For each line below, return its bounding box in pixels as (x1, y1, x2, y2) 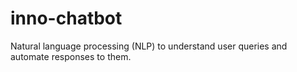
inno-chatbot (10, 7, 123, 30)
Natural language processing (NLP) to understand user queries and (10, 40, 288, 52)
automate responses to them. (10, 50, 132, 62)
